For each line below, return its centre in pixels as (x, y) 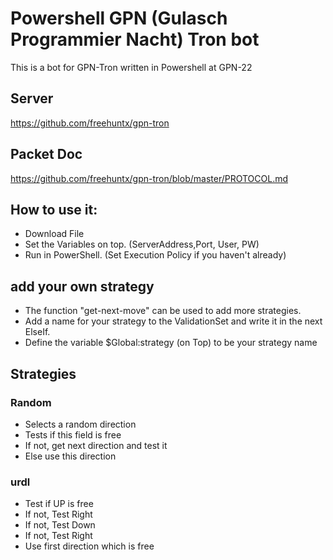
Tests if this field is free (73, 434)
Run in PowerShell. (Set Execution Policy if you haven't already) (155, 255)
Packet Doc (46, 154)
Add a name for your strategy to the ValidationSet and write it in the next (173, 321)
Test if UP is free (59, 504)
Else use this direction (70, 456)
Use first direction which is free (89, 546)
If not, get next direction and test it (96, 445)
